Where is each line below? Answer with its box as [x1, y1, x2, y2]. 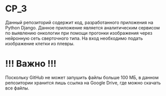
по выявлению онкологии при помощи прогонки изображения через [5, 30, 152, 36]
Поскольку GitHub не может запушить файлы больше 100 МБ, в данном [5, 74, 159, 80]
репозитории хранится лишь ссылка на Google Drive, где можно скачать [5, 80, 161, 86]
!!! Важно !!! [5, 58, 56, 70]
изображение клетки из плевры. [5, 40, 75, 46]
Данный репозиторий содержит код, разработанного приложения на [5, 19, 153, 25]
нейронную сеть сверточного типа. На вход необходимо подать [5, 35, 143, 41]
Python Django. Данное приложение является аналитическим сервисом [5, 24, 160, 30]
